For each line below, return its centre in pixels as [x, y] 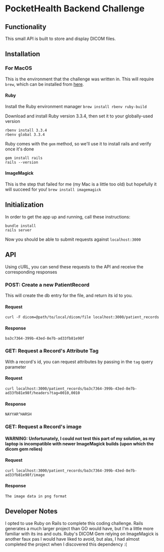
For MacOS [19, 68]
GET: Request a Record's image [43, 427]
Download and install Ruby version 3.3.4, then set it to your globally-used [79, 116]
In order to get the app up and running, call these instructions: [68, 217]
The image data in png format [36, 496]
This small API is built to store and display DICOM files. [61, 38]
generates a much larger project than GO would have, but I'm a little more [79, 528]
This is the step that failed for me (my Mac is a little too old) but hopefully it [81, 184]
